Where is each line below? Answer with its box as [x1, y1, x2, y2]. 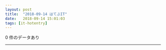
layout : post [5, 7, 32, 12]
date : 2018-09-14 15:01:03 [5, 16, 65, 21]
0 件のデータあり [5, 34, 40, 40]
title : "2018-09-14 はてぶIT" [5, 12, 68, 17]
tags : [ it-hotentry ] [5, 20, 48, 26]
